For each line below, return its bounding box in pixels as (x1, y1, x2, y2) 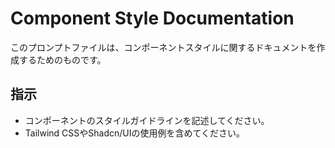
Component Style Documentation (10, 7, 295, 30)
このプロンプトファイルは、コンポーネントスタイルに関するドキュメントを (10, 41, 317, 53)
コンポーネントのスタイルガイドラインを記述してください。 (24, 114, 270, 126)
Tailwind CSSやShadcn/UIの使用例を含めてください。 (24, 127, 246, 139)
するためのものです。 (18, 53, 107, 66)
